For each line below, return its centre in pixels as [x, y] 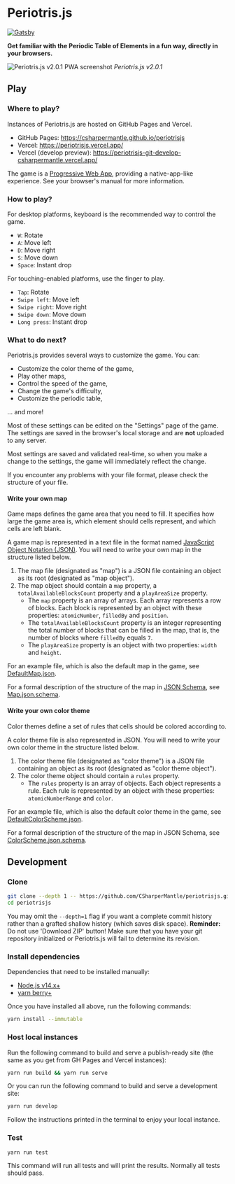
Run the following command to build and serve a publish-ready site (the [111, 1052]
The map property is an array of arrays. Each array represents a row [124, 600]
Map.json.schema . [34, 695]
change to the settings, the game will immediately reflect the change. [107, 461]
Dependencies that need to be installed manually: [79, 972]
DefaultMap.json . [32, 674]
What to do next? [37, 339]
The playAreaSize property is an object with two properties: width [122, 645]
